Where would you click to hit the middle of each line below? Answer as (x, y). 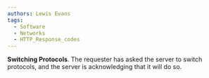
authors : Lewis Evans (39, 14)
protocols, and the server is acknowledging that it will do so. (95, 67)
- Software (30, 26)
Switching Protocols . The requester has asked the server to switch (105, 59)
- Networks (30, 33)
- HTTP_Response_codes (47, 40)
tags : (15, 20)
